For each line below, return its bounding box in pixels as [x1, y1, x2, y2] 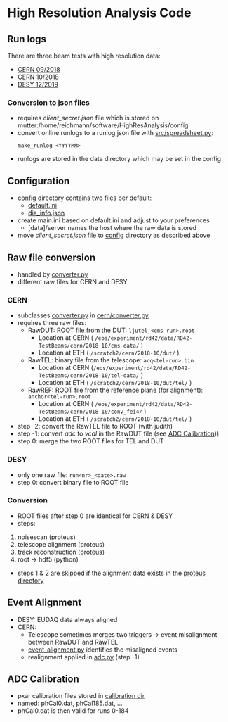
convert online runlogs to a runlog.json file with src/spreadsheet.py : [17, 129, 214, 137]
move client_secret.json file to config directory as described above [17, 231, 210, 240]
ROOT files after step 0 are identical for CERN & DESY [17, 512, 173, 520]
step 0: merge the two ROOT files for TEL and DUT [17, 437, 164, 445]
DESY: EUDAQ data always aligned [17, 615, 118, 623]
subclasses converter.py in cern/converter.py [17, 311, 149, 319]
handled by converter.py [17, 270, 88, 279]
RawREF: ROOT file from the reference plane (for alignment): [27, 386, 203, 395]
